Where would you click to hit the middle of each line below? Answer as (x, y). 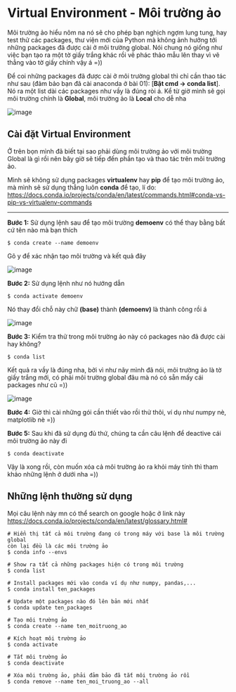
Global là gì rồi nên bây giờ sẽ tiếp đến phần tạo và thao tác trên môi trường (117, 158)
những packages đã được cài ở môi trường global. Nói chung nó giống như (115, 47)
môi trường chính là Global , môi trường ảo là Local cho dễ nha (97, 98)
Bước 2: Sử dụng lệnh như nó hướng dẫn (66, 283)
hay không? (24, 344)
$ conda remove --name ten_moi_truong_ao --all (78, 681)
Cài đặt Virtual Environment (69, 134)
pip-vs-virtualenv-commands (50, 202)
